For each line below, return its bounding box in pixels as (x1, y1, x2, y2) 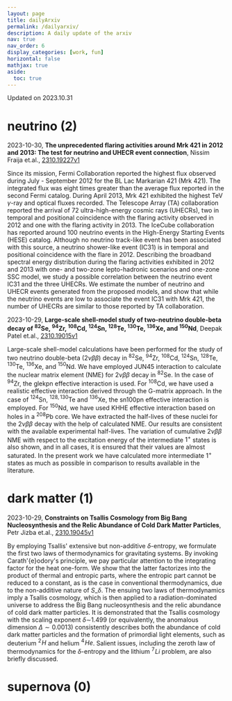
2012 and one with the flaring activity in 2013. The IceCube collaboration (7, 221, 215, 229)
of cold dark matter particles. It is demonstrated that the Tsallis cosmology (7, 608, 220, 616)
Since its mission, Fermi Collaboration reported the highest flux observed (7, 170, 217, 178)
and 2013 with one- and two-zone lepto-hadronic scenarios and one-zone (7, 265, 220, 274)
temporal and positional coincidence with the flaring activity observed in (7, 213, 214, 222)
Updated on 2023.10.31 (7, 94, 73, 102)
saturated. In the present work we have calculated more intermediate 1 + (7, 450, 212, 459)
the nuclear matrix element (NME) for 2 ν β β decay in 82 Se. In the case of (7, 370, 214, 379)
